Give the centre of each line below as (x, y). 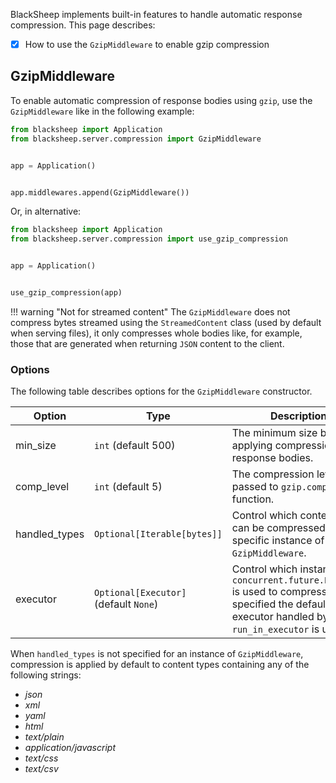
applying (252, 446)
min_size (36, 446)
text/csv (41, 769)
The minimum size (274, 433)
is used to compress (279, 592)
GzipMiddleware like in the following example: (102, 111)
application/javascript (70, 748)
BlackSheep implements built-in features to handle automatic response (156, 14)
